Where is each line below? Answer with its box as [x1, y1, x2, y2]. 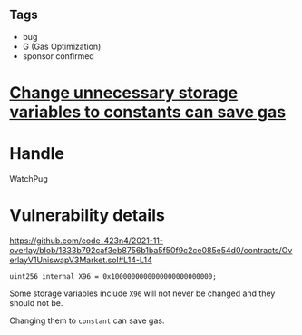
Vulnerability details [9, 205, 165, 226]
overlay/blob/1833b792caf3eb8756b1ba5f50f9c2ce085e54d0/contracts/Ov [9, 244, 293, 255]
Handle [9, 143, 65, 164]
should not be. [9, 297, 63, 308]
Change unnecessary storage [9, 83, 239, 103]
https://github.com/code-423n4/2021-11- [9, 235, 163, 246]
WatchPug [9, 172, 48, 184]
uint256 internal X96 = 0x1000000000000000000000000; [9, 271, 218, 281]
